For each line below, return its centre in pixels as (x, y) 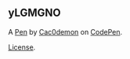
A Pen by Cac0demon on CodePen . (65, 31)
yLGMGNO (34, 13)
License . (22, 47)
